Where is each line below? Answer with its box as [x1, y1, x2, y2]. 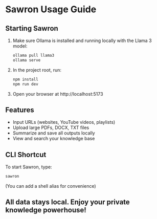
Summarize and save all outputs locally [12, 130, 96, 136]
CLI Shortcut [5, 150, 47, 159]
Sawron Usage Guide [5, 4, 97, 15]
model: [12, 43, 28, 49]
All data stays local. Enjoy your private [5, 198, 130, 207]
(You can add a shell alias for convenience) [5, 183, 96, 189]
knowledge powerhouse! [5, 206, 87, 214]
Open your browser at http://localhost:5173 [12, 91, 103, 97]
